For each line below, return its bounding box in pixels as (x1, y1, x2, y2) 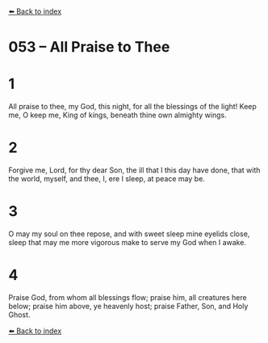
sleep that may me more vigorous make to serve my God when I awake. (8, 238, 246, 247)
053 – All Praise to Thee (8, 38, 170, 57)
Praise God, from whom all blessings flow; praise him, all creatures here (8, 292, 248, 302)
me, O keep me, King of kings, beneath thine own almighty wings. (8, 110, 228, 120)
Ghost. (8, 310, 31, 320)
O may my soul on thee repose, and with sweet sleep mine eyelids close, (8, 229, 250, 239)
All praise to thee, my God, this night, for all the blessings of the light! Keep (8, 102, 257, 112)
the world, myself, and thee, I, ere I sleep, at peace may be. (8, 174, 206, 184)
